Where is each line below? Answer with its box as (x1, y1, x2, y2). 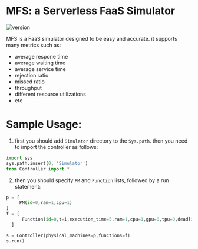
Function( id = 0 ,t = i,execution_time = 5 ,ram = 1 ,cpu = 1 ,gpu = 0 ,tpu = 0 (21, 216, 176, 222)
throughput (14, 84, 42, 91)
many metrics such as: (6, 41, 61, 48)
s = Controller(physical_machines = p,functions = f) (6, 232, 131, 238)
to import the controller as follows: (14, 143, 98, 150)
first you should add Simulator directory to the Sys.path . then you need (14, 137, 188, 144)
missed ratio (14, 78, 45, 85)
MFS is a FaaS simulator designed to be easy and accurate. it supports (6, 35, 178, 42)
